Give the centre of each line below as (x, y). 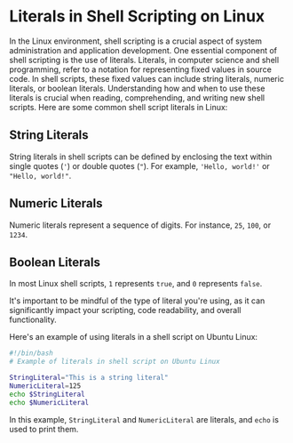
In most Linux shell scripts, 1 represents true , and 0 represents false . (136, 284)
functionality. (33, 320)
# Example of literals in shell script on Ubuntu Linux (115, 362)
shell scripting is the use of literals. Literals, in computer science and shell (144, 60)
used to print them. (44, 429)
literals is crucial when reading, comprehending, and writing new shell (137, 97)
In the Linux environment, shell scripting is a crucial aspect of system (136, 41)
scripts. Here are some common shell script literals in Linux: (119, 107)
